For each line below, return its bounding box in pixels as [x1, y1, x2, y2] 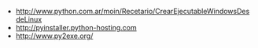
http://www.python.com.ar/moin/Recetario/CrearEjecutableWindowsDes [15, 7, 250, 15]
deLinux [15, 15, 42, 24]
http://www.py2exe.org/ [15, 31, 94, 40]
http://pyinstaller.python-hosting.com [15, 23, 137, 32]
